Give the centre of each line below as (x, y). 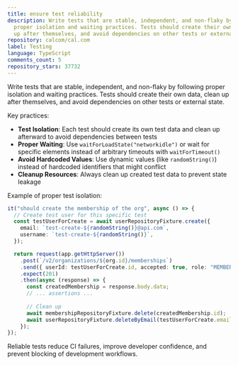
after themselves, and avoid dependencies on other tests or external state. (116, 102)
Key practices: (28, 115)
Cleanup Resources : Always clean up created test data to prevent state (122, 174)
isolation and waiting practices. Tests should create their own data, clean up (118, 94)
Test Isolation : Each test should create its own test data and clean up (119, 129)
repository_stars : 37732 (44, 66)
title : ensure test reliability (55, 14)
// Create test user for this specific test (80, 215)
